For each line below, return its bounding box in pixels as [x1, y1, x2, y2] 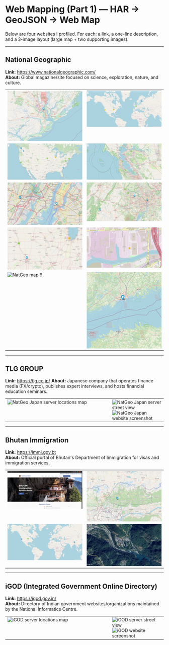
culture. [5, 79, 21, 86]
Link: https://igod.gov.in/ [5, 595, 57, 602]
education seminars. [5, 388, 48, 394]
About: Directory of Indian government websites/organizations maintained [5, 601, 159, 607]
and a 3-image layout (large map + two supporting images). [5, 36, 129, 42]
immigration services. [5, 460, 50, 466]
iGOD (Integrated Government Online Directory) [5, 582, 157, 591]
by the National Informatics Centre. [5, 606, 78, 612]
